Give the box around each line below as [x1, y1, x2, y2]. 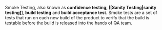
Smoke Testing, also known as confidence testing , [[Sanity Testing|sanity [5, 5, 157, 10]
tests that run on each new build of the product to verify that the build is [5, 15, 150, 20]
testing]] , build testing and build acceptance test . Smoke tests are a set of [5, 10, 158, 15]
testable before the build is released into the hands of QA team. [5, 20, 133, 26]
